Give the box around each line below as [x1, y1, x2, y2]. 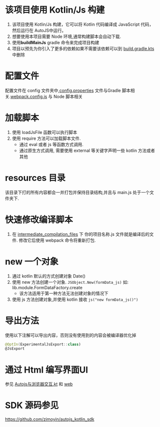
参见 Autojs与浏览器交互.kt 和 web [5, 381, 73, 387]
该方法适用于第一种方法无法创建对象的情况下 [19, 290, 109, 296]
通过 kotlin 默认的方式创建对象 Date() [12, 273, 86, 279]
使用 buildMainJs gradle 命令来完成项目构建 [12, 39, 100, 45]
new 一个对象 [5, 256, 59, 267]
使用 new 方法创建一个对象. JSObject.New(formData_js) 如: [12, 279, 129, 285]
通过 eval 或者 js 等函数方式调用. [19, 141, 84, 147]
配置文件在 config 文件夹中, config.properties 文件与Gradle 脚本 [5, 87, 131, 93]
